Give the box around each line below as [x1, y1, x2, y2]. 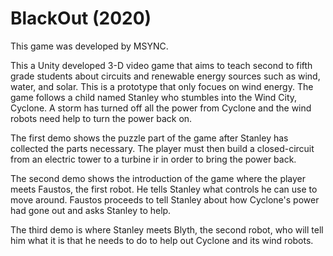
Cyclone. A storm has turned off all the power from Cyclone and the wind [10, 102, 312, 114]
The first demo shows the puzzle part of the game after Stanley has [10, 132, 289, 144]
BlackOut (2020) [10, 7, 152, 30]
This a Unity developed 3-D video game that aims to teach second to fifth [10, 59, 313, 71]
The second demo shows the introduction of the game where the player [10, 172, 307, 184]
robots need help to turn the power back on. [10, 112, 193, 124]
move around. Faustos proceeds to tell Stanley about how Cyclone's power [10, 193, 320, 206]
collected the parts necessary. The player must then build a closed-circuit [10, 142, 315, 154]
